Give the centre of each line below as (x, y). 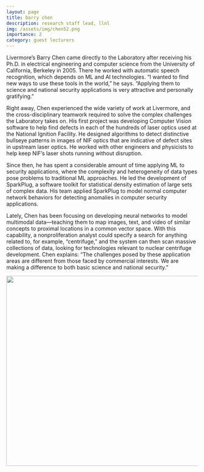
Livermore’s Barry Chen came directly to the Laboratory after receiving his (99, 57)
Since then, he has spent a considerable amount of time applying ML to (96, 165)
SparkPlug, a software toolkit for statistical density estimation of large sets (99, 184)
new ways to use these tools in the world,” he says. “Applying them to (93, 83)
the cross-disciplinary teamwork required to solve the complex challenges (99, 114)
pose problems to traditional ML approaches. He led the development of (97, 178)
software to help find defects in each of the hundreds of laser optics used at (102, 127)
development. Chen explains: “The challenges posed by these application (98, 254)
